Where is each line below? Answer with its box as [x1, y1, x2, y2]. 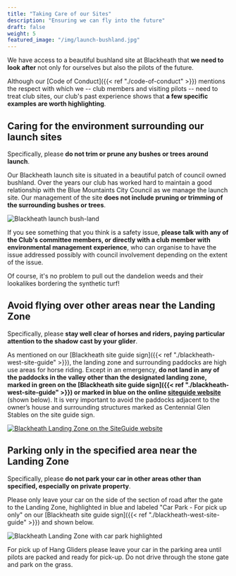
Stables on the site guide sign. [7, 410, 95, 419]
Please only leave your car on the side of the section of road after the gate [7, 495, 223, 504]
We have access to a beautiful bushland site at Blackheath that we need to [7, 56, 224, 64]
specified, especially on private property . [7, 482, 132, 490]
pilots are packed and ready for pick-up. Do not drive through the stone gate [7, 553, 229, 561]
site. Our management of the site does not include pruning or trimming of [7, 193, 223, 202]
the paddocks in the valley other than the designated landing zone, [7, 373, 207, 381]
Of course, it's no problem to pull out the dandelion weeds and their [7, 271, 204, 280]
